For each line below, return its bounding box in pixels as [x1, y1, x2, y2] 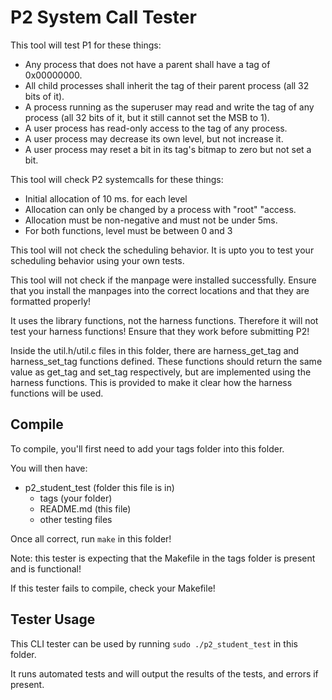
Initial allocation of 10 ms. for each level [24, 192, 188, 205]
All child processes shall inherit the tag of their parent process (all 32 [24, 79, 310, 91]
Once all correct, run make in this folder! [10, 532, 172, 545]
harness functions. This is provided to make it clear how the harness [10, 376, 293, 388]
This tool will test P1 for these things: [10, 39, 162, 51]
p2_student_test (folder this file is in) [24, 481, 175, 493]
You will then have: [10, 462, 88, 474]
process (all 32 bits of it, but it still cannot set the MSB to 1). [24, 111, 270, 123]
